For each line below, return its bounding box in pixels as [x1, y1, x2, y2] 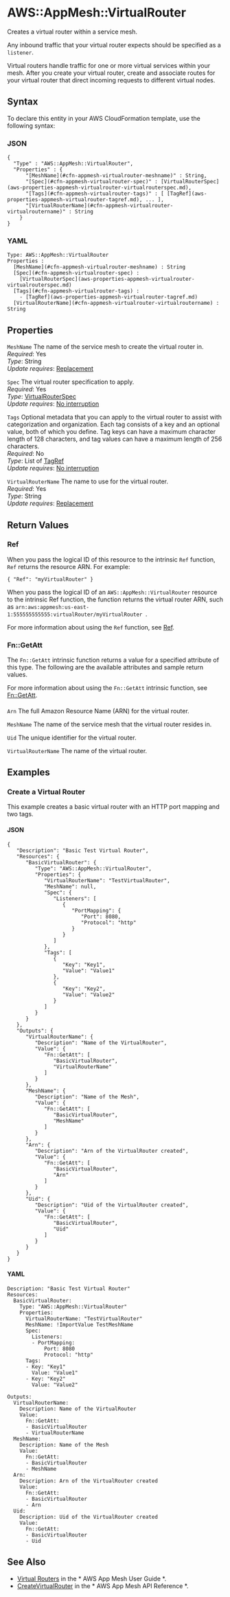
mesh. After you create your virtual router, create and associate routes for [7, 69, 216, 77]
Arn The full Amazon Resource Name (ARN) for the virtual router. [7, 706, 190, 715]
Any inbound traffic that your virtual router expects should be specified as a [7, 41, 221, 49]
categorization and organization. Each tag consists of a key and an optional [7, 420, 220, 428]
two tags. [7, 810, 34, 818]
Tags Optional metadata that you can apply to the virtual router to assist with [7, 413, 222, 422]
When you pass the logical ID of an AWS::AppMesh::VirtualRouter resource [7, 588, 218, 596]
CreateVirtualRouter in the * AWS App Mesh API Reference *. [16, 1581, 189, 1590]
